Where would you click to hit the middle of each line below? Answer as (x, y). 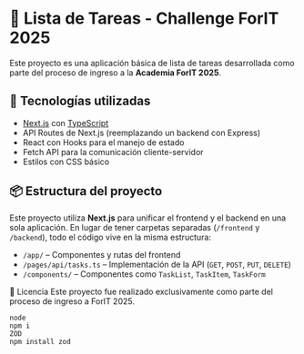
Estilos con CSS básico (66, 162)
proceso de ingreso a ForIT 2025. (72, 301)
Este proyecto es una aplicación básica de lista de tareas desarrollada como (152, 63)
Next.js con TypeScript (66, 123)
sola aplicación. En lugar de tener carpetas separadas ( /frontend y (135, 227)
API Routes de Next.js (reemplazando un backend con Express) (142, 133)
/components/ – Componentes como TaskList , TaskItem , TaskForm (144, 274)
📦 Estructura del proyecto (86, 191)
